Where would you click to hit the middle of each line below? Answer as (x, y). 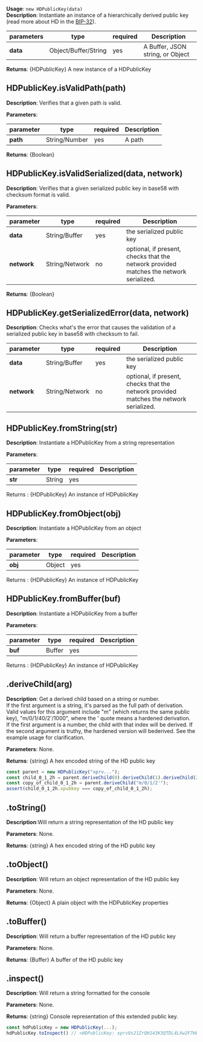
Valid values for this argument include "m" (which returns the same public (98, 711)
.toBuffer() (27, 922)
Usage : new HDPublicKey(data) (44, 9)
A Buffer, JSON (165, 47)
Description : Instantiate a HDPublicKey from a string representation (91, 443)
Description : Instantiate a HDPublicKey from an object (74, 528)
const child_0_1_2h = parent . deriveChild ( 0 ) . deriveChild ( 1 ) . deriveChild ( (101, 777)
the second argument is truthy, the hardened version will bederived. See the (101, 731)
